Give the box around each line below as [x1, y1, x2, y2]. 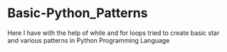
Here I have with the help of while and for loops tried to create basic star [7, 28, 220, 37]
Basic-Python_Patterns [7, 5, 148, 21]
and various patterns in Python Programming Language [7, 36, 170, 44]
